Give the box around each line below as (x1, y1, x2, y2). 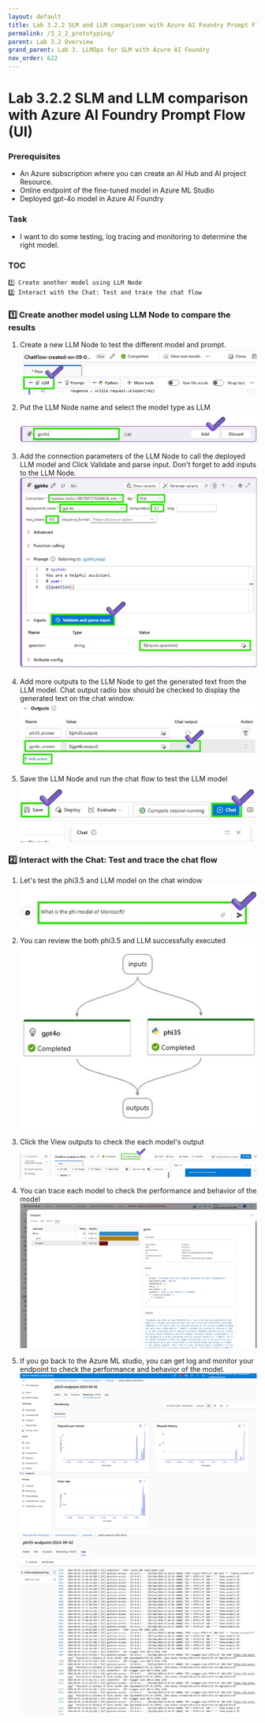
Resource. (19, 178, 54, 187)
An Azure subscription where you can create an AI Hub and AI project (19, 169, 246, 178)
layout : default (8, 13, 62, 21)
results (8, 322, 36, 333)
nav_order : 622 (8, 54, 58, 62)
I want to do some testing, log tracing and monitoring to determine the (19, 231, 248, 241)
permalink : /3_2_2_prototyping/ (8, 29, 114, 37)
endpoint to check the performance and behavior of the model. (19, 1365, 225, 1374)
